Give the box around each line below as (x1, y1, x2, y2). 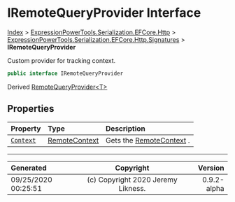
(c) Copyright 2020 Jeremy (87, 175, 178, 185)
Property (10, 124, 41, 134)
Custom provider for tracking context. (7, 56, 116, 64)
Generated (10, 163, 47, 173)
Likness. (118, 183, 146, 193)
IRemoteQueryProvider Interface (7, 5, 201, 21)
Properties (7, 103, 55, 115)
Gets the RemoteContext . (106, 135, 190, 145)
